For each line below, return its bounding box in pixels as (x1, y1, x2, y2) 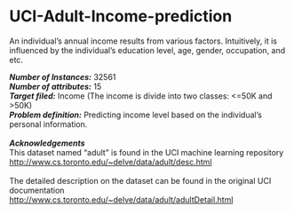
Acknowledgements (9, 138, 86, 148)
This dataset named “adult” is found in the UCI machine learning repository (9, 147, 284, 157)
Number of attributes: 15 (9, 81, 102, 91)
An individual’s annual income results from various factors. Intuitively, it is (9, 36, 278, 46)
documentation (9, 185, 65, 195)
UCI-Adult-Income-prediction (9, 6, 233, 27)
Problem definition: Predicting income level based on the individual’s (9, 109, 262, 120)
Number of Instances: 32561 (9, 71, 116, 82)
